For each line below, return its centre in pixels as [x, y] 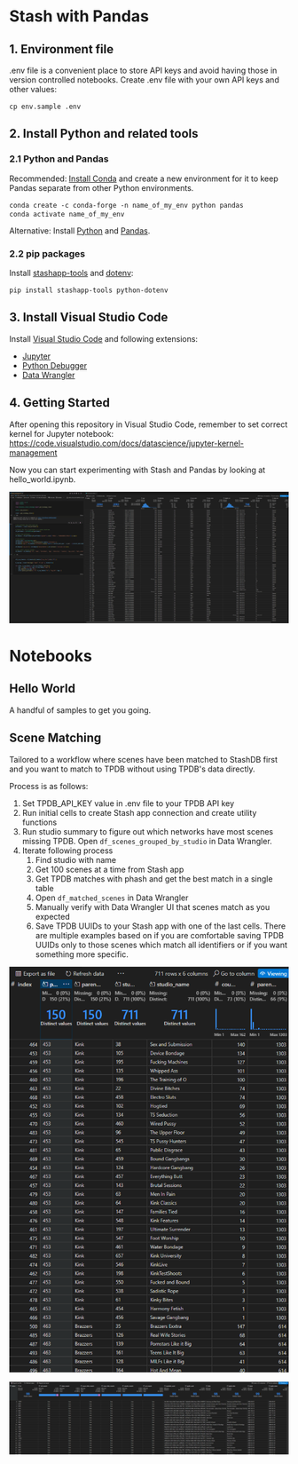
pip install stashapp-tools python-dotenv [89, 290]
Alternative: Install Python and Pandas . [80, 230]
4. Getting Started [60, 403]
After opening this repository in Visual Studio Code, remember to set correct [149, 424]
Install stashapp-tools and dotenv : [71, 273]
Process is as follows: [49, 786]
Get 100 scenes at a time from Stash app [110, 869]
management [33, 452]
